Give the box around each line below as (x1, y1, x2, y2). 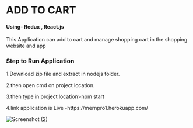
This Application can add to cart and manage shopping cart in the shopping (6, 36, 188, 43)
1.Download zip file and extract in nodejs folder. (6, 70, 120, 77)
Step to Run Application (6, 57, 75, 65)
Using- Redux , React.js (6, 23, 64, 30)
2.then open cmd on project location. (6, 81, 95, 88)
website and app (6, 42, 46, 50)
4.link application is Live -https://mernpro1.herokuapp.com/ (6, 104, 149, 111)
